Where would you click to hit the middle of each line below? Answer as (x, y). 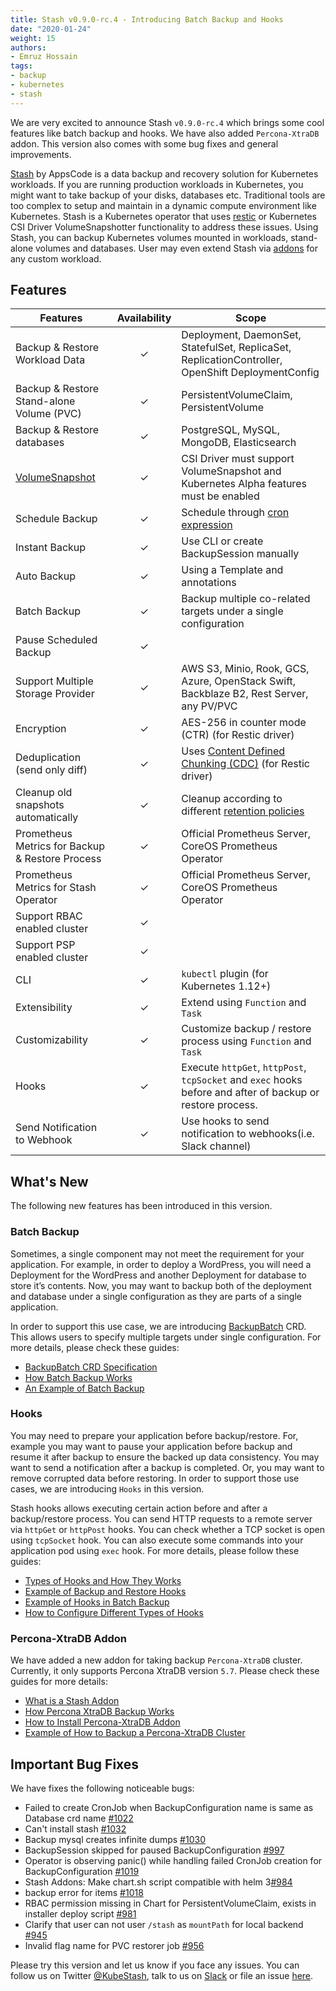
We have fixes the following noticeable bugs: (102, 1788)
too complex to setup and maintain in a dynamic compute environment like (163, 205)
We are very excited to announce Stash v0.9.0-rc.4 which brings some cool (167, 122)
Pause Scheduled (56, 640)
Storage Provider (55, 694)
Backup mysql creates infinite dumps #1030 (115, 1839)
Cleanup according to (232, 799)
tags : (21, 66)
